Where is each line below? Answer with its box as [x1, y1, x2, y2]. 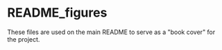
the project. [7, 35, 40, 43]
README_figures [7, 5, 108, 21]
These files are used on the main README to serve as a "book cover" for [7, 28, 216, 36]
